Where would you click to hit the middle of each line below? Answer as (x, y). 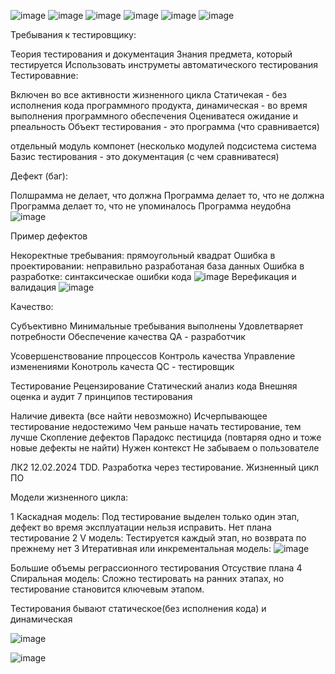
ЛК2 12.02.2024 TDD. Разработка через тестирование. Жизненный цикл (165, 467)
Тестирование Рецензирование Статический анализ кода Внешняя (154, 386)
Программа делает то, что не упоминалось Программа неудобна (151, 206)
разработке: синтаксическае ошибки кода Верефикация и (153, 276)
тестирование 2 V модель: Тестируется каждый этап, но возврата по (158, 538)
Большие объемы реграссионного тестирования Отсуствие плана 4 (156, 568)
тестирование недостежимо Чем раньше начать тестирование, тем (156, 426)
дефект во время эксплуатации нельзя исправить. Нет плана (141, 527)
